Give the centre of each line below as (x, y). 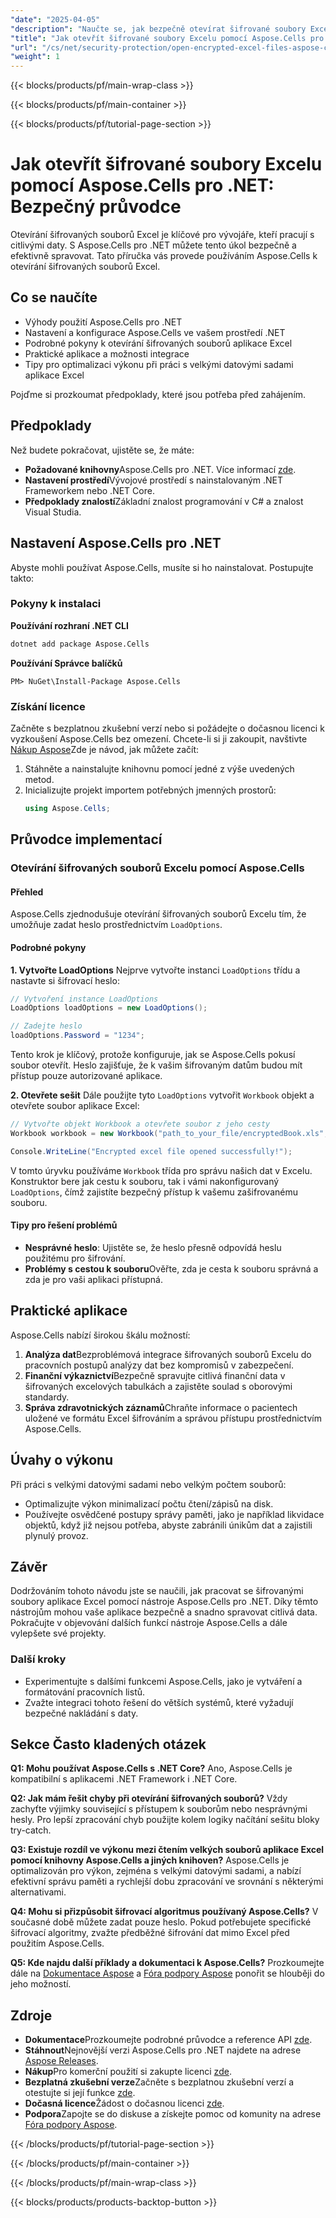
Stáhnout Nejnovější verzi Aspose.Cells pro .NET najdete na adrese (163, 2050)
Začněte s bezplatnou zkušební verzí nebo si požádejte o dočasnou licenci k (167, 728)
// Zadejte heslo (46, 1026)
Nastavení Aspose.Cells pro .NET (116, 543)
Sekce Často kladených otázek (108, 1744)
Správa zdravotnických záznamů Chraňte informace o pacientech (161, 1407)
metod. (39, 779)
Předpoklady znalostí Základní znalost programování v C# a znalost (164, 501)
